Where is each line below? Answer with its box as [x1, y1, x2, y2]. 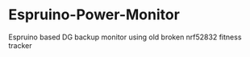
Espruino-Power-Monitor [8, 6, 180, 24]
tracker [8, 40, 32, 50]
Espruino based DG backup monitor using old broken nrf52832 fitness [8, 32, 242, 42]
